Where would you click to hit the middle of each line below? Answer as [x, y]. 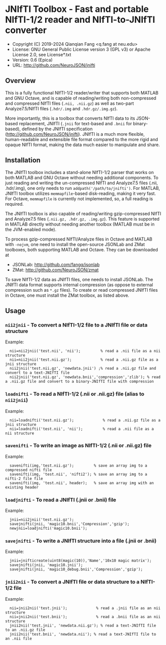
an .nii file [19, 639]
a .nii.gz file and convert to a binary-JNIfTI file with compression [80, 382]
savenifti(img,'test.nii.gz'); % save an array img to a [79, 466]
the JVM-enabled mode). [31, 229]
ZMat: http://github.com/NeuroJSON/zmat [55, 270]
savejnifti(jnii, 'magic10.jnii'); [46, 565]
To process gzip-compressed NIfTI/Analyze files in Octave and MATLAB [79, 239]
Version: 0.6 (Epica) [32, 60]
